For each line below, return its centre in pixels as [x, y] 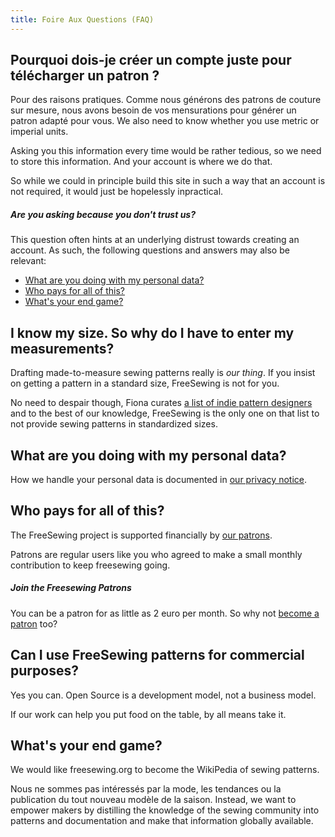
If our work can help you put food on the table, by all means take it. [148, 714]
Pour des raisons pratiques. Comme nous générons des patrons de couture [166, 100]
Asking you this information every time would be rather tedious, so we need [166, 151]
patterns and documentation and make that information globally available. [162, 821]
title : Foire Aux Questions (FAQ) [82, 19]
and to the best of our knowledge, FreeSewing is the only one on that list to [165, 413]
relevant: [28, 261]
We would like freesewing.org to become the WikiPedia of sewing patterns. [165, 770]
